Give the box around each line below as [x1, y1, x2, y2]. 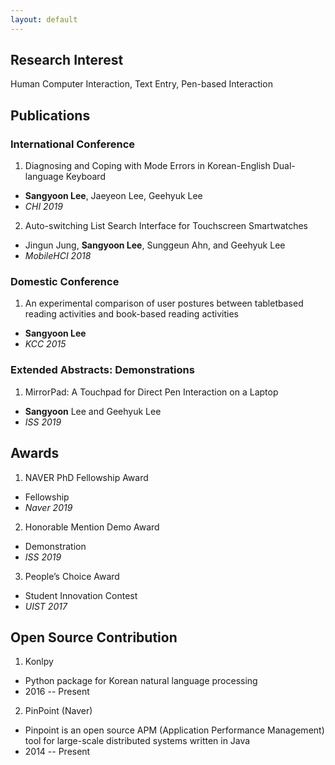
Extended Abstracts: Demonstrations [10, 363, 195, 377]
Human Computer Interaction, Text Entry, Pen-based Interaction [10, 78, 273, 90]
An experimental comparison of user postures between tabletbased [24, 297, 304, 310]
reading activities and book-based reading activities [24, 308, 239, 320]
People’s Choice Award [24, 570, 120, 582]
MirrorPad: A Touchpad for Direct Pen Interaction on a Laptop [24, 386, 279, 398]
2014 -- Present [24, 746, 91, 758]
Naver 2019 [24, 501, 73, 513]
